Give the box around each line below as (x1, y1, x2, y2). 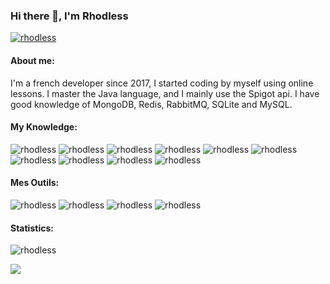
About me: (10, 54, 55, 66)
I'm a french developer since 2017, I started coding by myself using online (10, 77, 314, 89)
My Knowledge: (10, 121, 78, 133)
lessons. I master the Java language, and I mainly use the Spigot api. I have (10, 87, 320, 99)
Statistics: (10, 222, 54, 234)
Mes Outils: (10, 177, 60, 189)
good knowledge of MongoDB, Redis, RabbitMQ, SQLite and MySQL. (10, 98, 293, 110)
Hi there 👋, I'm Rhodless (10, 9, 129, 23)
